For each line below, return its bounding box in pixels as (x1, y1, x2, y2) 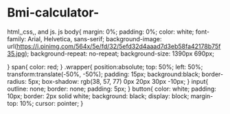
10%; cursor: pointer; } (19, 99, 84, 107)
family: (7, 34, 26, 43)
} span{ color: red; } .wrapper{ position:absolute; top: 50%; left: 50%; (7, 62, 203, 71)
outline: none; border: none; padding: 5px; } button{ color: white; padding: (7, 84, 216, 93)
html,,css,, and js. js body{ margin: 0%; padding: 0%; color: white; (7, 27, 194, 36)
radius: (7, 77, 27, 85)
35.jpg (7, 49, 25, 58)
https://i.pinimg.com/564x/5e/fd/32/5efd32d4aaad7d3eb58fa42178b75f (16, 42, 221, 50)
